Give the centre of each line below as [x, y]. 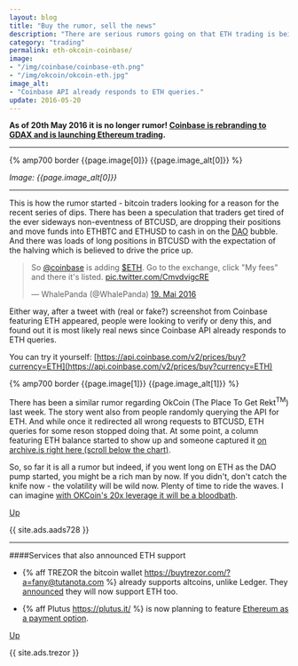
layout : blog [33, 17]
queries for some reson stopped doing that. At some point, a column [134, 431]
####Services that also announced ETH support [98, 556]
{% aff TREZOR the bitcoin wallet [82, 573]
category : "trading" [47, 42]
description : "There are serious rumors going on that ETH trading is [142, 34]
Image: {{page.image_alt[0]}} [63, 178]
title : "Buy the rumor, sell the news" [83, 26]
